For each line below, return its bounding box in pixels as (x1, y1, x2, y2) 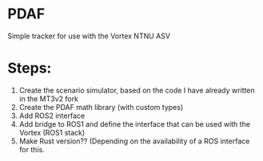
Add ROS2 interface (18, 111, 86, 120)
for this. (18, 144, 45, 154)
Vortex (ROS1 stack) (18, 128, 86, 137)
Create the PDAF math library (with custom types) (18, 102, 184, 112)
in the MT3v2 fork (18, 93, 79, 104)
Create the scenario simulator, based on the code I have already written (18, 85, 255, 95)
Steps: (7, 59, 52, 77)
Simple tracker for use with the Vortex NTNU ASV (7, 31, 171, 41)
